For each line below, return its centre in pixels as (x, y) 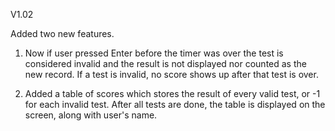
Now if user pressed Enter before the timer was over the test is (154, 53)
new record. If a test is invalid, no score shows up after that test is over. (171, 74)
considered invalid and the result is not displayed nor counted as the (165, 63)
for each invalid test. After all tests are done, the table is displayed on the (175, 104)
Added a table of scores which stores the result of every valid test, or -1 (172, 93)
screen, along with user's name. (91, 115)
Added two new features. (62, 33)
